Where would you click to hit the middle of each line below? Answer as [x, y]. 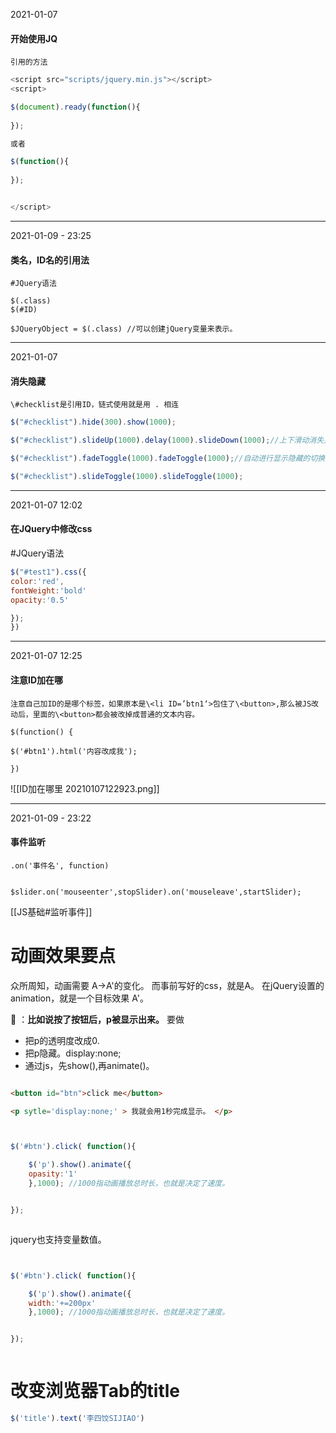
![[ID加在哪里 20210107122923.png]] [85, 788]
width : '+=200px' [62, 1303]
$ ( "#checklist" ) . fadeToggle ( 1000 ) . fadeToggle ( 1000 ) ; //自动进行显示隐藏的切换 [168, 459]
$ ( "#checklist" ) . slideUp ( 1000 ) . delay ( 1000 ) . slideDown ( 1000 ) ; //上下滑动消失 [167, 440]
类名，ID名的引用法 [50, 260]
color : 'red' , [37, 581]
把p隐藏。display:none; [73, 1053]
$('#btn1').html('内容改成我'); [74, 751]
